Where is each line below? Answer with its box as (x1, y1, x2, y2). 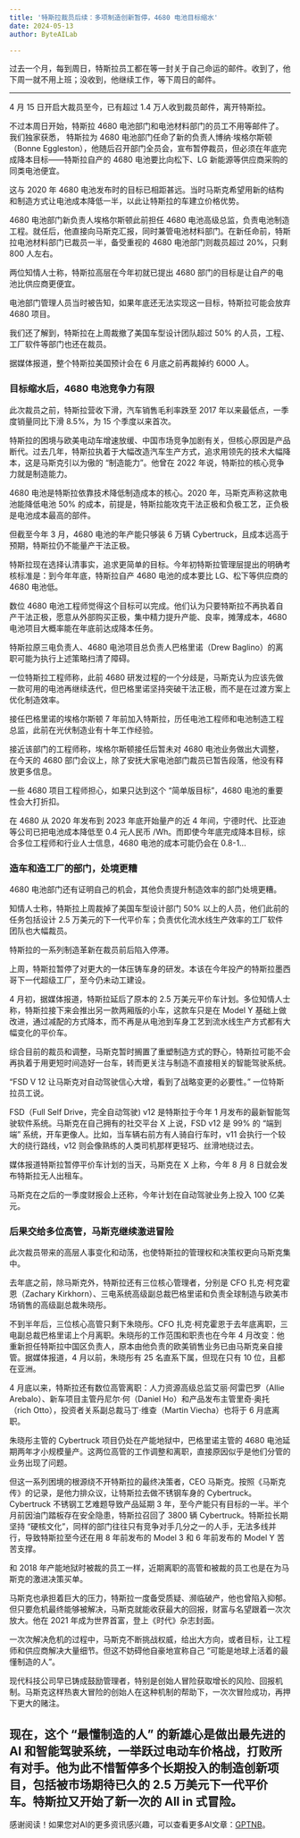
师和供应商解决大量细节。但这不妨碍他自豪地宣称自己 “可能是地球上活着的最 (9, 1646, 289, 1656)
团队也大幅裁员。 (9, 925, 72, 936)
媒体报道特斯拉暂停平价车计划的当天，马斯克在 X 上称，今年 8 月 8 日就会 (9, 1159, 280, 1170)
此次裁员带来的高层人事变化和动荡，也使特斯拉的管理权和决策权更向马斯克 (9, 1247, 283, 1258)
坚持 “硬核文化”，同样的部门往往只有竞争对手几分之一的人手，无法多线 (9, 1521, 270, 1532)
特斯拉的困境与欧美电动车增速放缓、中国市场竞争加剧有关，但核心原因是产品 (9, 435, 291, 446)
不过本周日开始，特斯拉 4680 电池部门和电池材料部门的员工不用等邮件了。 (9, 121, 284, 132)
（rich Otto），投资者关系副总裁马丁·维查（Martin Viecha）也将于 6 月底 (9, 1405, 272, 1416)
